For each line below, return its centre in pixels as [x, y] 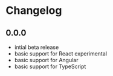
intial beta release [37, 47]
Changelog [34, 11]
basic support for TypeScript [50, 66]
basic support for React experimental [60, 54]
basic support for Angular [46, 60]
